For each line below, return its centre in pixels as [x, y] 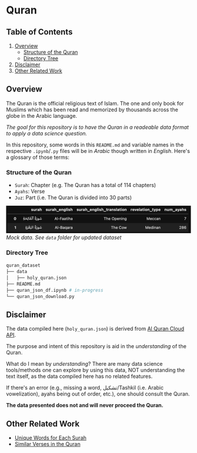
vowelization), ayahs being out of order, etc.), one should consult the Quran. [98, 394]
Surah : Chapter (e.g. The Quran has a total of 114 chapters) [85, 185]
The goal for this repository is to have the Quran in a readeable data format [98, 127]
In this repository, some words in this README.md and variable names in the [95, 145]
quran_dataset [23, 265]
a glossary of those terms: [38, 157]
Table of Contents [40, 32]
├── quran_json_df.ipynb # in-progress [55, 290]
